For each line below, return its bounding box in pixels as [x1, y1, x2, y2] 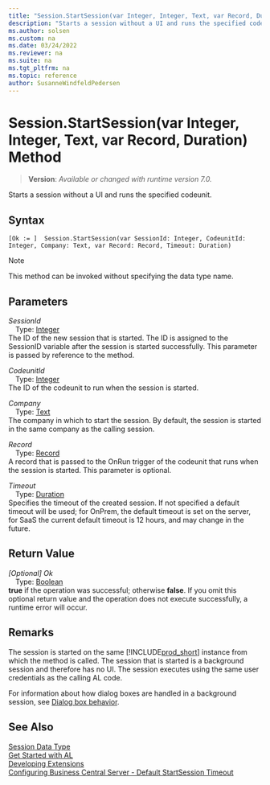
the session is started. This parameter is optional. [8, 466, 172, 475]
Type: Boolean [15, 577, 63, 586]
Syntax [8, 213, 45, 227]
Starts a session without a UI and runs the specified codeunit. [8, 190, 212, 199]
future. [8, 524, 31, 533]
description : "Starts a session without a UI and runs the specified [8, 19, 247, 27]
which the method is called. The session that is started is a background [8, 656, 244, 665]
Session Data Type [8, 742, 71, 751]
